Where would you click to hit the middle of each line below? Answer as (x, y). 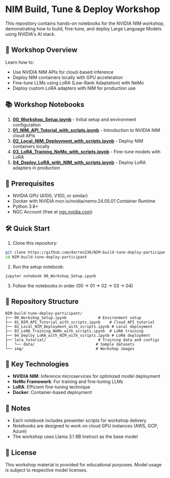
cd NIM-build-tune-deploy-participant (46, 257)
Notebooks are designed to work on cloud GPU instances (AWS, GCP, (85, 426)
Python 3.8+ (26, 206)
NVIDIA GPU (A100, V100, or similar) (50, 196)
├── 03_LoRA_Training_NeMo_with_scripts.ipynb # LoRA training (74, 331)
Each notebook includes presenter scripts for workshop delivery (79, 420)
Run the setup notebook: (38, 267)
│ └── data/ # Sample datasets (70, 344)
